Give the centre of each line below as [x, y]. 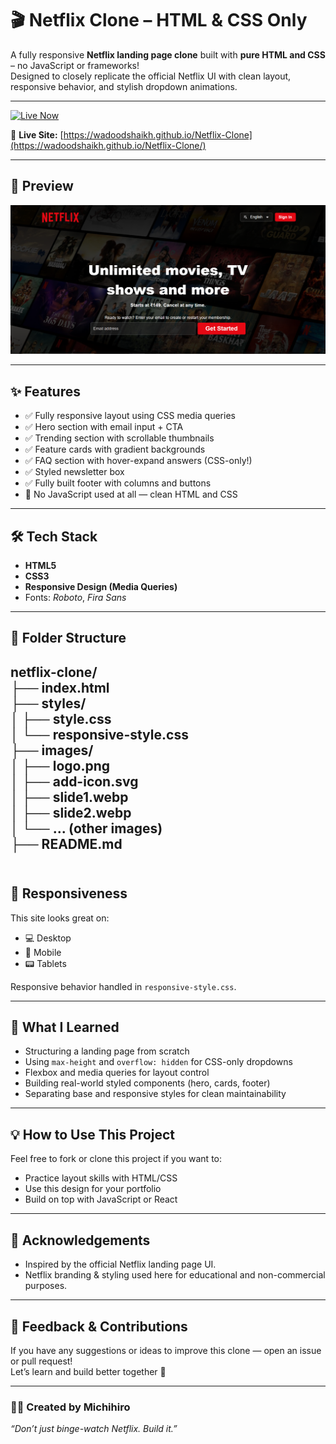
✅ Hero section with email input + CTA [104, 427]
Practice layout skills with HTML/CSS [101, 1178]
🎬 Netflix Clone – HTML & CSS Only [159, 20]
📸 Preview [42, 186]
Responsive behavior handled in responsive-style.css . [123, 986]
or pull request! [41, 1361]
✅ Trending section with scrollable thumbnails [119, 438]
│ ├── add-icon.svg [74, 781]
